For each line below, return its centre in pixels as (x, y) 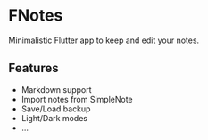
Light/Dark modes (54, 118)
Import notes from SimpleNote (77, 99)
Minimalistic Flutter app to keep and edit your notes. (104, 40)
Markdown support (56, 89)
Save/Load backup (56, 109)
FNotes (36, 16)
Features (33, 68)
